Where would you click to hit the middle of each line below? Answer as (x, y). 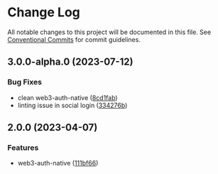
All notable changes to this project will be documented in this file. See (109, 32)
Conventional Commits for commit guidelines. (74, 39)
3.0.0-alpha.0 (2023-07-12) (70, 62)
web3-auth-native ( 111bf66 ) (58, 163)
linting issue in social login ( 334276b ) (72, 105)
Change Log (44, 12)
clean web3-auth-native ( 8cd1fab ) (68, 97)
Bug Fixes (25, 82)
